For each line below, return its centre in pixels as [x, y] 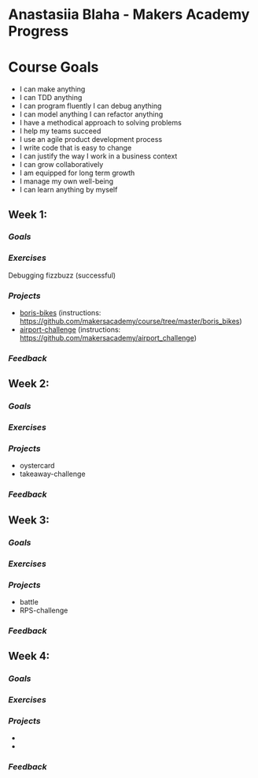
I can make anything [52, 89]
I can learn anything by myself [68, 190]
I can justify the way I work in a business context [98, 156]
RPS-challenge [44, 610]
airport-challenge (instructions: [70, 329]
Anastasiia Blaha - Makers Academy [129, 15]
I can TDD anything [51, 98]
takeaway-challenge [52, 474]
